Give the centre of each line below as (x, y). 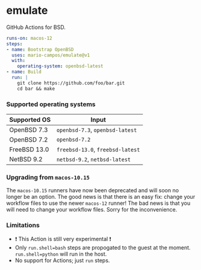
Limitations (23, 225)
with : (19, 61)
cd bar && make (36, 89)
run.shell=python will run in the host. (61, 254)
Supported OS (30, 119)
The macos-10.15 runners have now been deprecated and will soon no (93, 190)
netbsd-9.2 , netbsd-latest (94, 159)
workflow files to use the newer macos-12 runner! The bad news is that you (98, 203)
